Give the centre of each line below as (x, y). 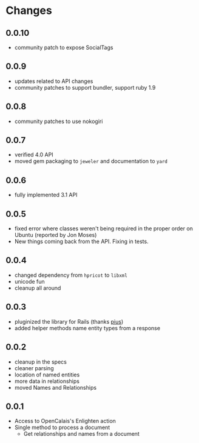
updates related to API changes (54, 81)
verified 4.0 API (34, 155)
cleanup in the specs (41, 362)
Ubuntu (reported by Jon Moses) (56, 235)
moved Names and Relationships (56, 387)
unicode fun (29, 281)
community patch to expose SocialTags (64, 47)
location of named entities (47, 375)
